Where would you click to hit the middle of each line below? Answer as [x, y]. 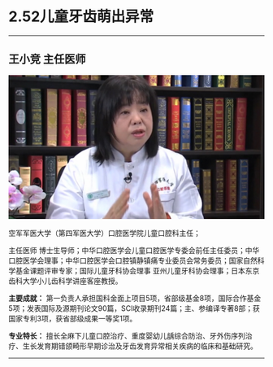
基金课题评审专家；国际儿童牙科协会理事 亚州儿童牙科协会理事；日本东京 [137, 271]
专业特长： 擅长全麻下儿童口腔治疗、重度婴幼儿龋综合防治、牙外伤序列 [127, 336]
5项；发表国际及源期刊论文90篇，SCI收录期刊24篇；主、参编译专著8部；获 [134, 308]
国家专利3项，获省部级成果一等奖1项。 [73, 319]
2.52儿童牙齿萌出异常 [81, 17]
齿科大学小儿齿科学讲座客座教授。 [65, 281]
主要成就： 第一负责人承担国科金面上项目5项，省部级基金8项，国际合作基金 [135, 299]
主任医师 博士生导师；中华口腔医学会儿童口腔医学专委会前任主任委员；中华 [134, 251]
